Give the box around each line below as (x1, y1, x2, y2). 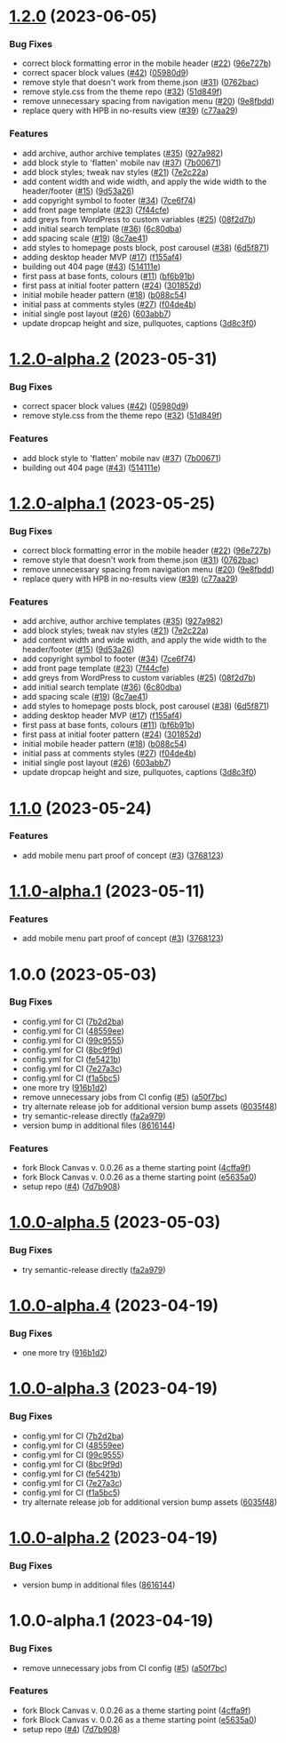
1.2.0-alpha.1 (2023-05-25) (9, 493, 216, 513)
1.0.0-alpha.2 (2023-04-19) (9, 1527, 218, 1547)
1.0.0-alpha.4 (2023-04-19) (9, 1295, 219, 1315)
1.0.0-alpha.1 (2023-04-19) (9, 1611, 214, 1631)
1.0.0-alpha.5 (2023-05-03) (9, 1212, 221, 1233)
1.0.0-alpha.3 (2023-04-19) (9, 1379, 218, 1399)
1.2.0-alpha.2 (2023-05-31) (9, 348, 218, 369)
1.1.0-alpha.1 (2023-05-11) (9, 882, 206, 901)
